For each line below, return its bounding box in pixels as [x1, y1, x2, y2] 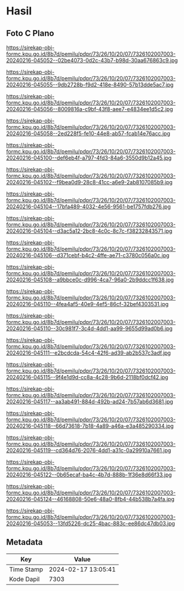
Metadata [6, 537, 43, 547]
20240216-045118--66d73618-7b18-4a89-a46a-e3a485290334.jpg [6, 422, 174, 430]
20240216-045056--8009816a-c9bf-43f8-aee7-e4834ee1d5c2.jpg [6, 106, 173, 112]
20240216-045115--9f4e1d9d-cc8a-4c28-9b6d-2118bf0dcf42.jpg [6, 374, 168, 380]
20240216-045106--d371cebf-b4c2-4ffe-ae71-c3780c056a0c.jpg [6, 252, 170, 259]
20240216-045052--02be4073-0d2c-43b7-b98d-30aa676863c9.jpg [6, 57, 178, 64]
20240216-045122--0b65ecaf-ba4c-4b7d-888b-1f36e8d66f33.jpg [6, 471, 172, 478]
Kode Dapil [9, 575, 40, 583]
